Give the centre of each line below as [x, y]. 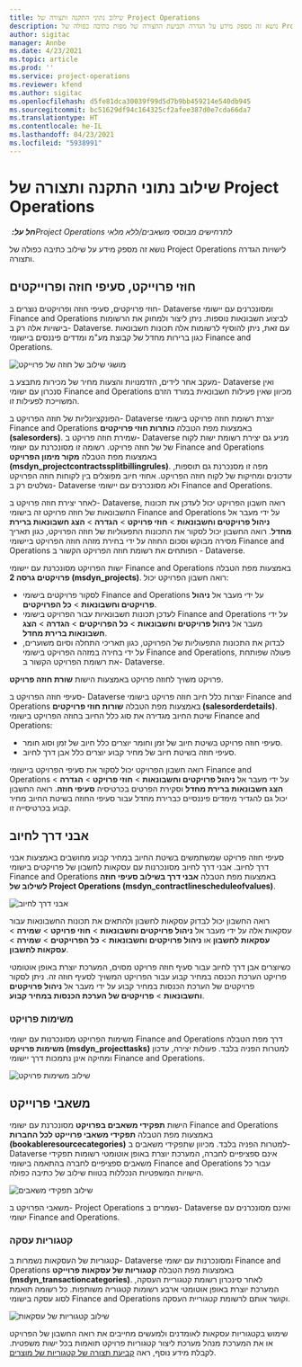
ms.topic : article [44, 59]
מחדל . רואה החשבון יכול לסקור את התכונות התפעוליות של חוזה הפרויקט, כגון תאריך [151, 531]
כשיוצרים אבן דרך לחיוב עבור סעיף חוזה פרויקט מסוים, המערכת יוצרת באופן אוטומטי [150, 967]
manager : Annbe [38, 43]
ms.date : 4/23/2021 [46, 51]
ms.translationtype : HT [54, 118]
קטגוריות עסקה [41, 1240]
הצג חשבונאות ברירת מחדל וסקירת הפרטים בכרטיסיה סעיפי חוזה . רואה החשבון [147, 789]
